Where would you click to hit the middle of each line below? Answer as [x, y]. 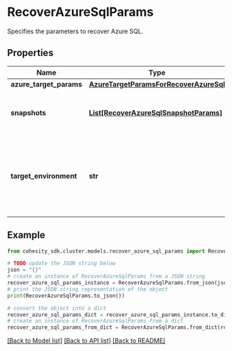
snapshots [28, 113]
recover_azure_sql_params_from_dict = [63, 327]
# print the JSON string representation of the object [88, 289]
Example [26, 235]
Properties [30, 53]
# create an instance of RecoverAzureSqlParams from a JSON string [106, 277]
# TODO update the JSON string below [61, 264]
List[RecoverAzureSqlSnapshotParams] [156, 113]
